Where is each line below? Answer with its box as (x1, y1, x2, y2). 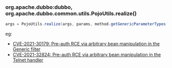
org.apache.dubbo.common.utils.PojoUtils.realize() (5, 10, 137, 17)
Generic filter (12, 46, 41, 52)
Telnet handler (12, 57, 44, 63)
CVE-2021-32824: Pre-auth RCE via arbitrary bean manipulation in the (12, 52, 161, 58)
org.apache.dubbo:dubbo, (5, 4, 73, 11)
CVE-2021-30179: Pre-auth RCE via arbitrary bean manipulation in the (12, 41, 160, 47)
